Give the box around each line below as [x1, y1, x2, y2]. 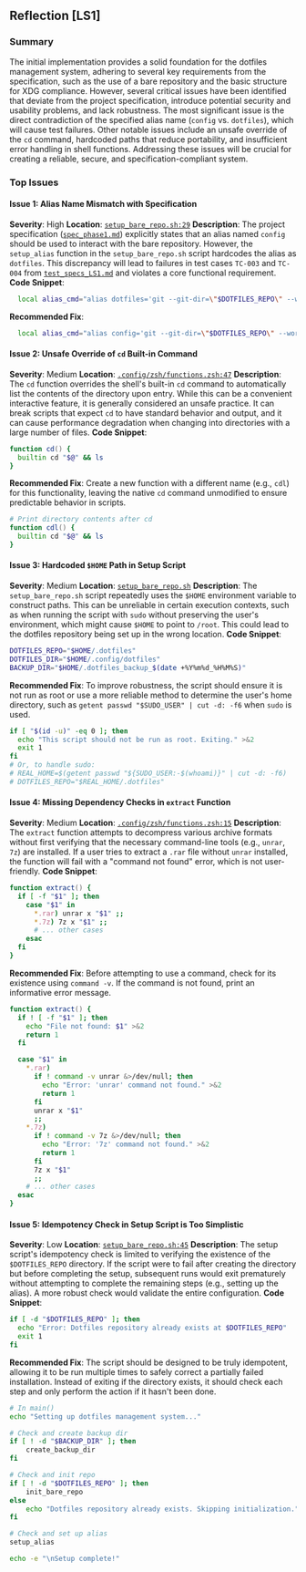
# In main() [9, 1403, 55, 1412]
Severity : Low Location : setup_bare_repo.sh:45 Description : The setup [9, 1239, 279, 1250]
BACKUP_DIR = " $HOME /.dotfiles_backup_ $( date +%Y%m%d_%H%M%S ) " [9, 663, 247, 672]
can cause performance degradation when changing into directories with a [9, 417, 291, 428]
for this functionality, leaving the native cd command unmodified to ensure [9, 488, 288, 499]
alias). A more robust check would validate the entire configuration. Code [9, 1288, 285, 1298]
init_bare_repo [25, 1487, 84, 1496]
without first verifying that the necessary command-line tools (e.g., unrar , [9, 837, 285, 848]
